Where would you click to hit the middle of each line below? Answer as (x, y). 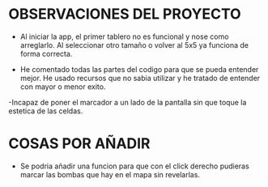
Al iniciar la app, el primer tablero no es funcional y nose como (124, 36)
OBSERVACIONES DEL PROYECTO (125, 14)
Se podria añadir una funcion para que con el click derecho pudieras (134, 166)
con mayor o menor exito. (63, 87)
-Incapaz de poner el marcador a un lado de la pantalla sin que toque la (128, 102)
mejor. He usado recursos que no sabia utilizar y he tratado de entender (140, 78)
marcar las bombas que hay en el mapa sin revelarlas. (110, 174)
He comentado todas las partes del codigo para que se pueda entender (139, 69)
